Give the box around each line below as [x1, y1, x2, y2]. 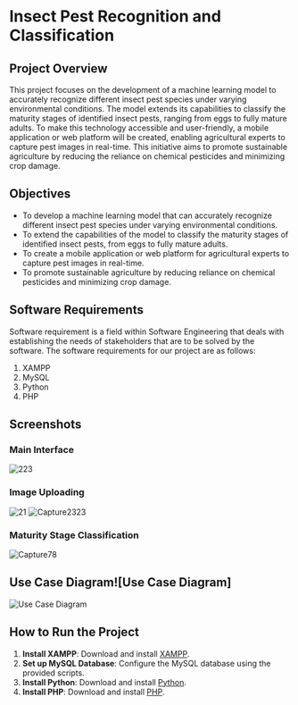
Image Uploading [9, 486, 85, 499]
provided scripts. [21, 667, 85, 678]
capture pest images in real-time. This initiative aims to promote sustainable [9, 141, 288, 152]
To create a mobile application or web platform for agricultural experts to [21, 248, 290, 258]
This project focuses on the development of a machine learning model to [9, 85, 277, 95]
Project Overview [9, 61, 108, 76]
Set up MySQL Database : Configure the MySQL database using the [21, 658, 271, 668]
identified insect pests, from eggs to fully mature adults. [21, 239, 228, 249]
